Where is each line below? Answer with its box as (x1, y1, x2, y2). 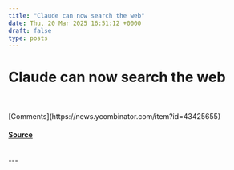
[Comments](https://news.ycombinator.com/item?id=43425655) (8, 112, 221, 121)
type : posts (8, 34, 48, 42)
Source (8, 129, 34, 140)
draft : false (8, 26, 52, 34)
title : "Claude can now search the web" (8, 11, 146, 20)
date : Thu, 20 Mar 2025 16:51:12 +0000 (8, 19, 142, 27)
